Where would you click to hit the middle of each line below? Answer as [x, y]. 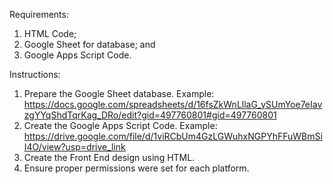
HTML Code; [50, 33]
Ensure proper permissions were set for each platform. [136, 168]
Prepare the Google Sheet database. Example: [119, 93]
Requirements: [39, 14]
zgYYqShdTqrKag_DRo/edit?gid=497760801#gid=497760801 [150, 115]
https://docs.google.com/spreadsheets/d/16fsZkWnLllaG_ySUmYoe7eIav [173, 104]
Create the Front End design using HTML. [109, 157]
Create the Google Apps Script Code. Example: [120, 125]
